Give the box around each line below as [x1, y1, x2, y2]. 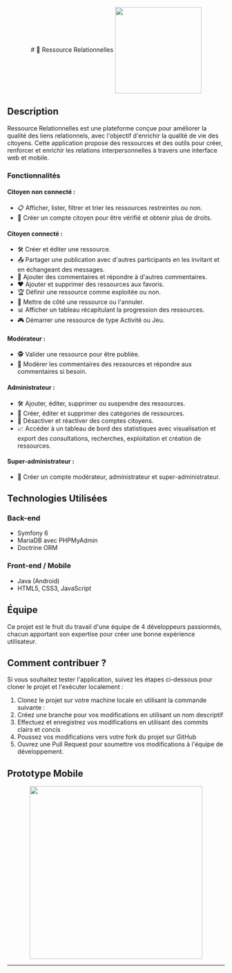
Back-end [7, 513, 41, 523]
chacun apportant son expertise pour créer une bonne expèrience [7, 630, 195, 638]
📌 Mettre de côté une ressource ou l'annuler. [17, 298, 144, 306]
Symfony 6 [17, 529, 48, 538]
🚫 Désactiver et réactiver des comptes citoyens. [17, 416, 154, 424]
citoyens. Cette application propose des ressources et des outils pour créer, [7, 138, 223, 147]
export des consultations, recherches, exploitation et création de [17, 434, 202, 442]
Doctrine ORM [17, 544, 58, 552]
